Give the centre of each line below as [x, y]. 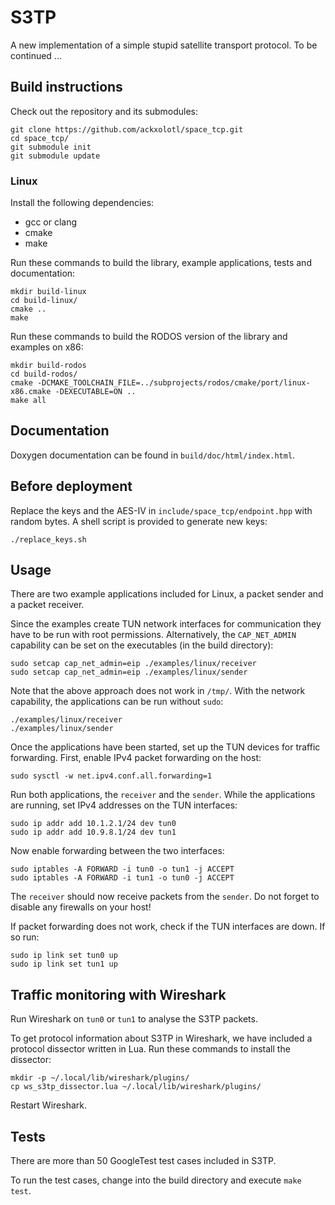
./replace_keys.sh [48, 539]
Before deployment [71, 486]
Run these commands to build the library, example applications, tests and [161, 263]
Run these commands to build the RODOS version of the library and [149, 337]
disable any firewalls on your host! [81, 907]
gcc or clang [51, 222]
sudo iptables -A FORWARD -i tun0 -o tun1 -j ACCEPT [122, 869]
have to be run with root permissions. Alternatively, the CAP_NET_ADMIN [153, 635]
